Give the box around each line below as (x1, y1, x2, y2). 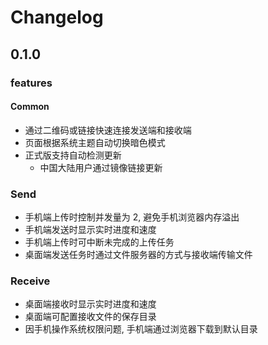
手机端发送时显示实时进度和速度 (24, 224, 157, 235)
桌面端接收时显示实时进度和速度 (24, 298, 157, 310)
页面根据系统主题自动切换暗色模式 (24, 136, 166, 148)
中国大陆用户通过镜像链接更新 (39, 161, 163, 173)
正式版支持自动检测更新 (24, 149, 122, 161)
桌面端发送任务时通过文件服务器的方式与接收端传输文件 (24, 249, 253, 260)
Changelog (10, 6, 104, 29)
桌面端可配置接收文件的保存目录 (24, 311, 157, 323)
